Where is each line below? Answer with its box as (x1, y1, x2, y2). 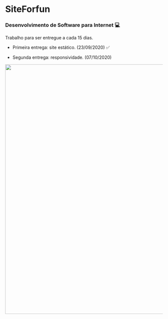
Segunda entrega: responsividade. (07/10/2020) (12, 54, 112, 60)
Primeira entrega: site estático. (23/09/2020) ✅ (12, 44, 110, 50)
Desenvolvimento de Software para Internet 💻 (5, 21, 120, 28)
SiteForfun (5, 3, 50, 15)
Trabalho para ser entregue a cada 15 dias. (5, 35, 93, 41)
